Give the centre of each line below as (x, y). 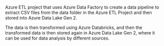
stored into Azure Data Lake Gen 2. (41, 18)
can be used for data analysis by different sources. (57, 38)
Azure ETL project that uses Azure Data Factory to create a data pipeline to (82, 7)
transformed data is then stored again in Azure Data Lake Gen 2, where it (80, 33)
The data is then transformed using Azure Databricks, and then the (74, 27)
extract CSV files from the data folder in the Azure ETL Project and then (79, 12)
